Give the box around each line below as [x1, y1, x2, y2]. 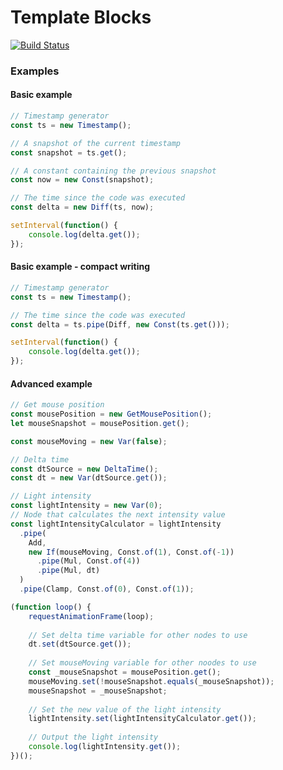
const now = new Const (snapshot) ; [10, 175, 155, 185]
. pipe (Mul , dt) [36, 566, 101, 576]
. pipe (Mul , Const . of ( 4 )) [36, 556, 141, 566]
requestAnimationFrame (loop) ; [28, 611, 155, 621]
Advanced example [10, 377, 93, 390]
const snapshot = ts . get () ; [10, 147, 128, 158]
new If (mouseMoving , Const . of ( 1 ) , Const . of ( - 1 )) [28, 547, 235, 557]
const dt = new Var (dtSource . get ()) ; [10, 473, 168, 483]
